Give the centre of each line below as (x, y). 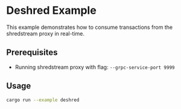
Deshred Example (51, 11)
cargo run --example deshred (43, 100)
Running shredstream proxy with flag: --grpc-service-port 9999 (95, 67)
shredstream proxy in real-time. (46, 33)
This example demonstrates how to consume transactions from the (90, 27)
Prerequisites (32, 53)
